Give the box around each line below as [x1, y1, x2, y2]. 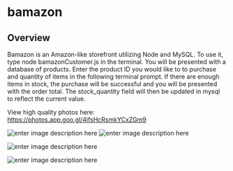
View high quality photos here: [7, 108, 96, 116]
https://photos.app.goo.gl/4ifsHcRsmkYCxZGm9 [7, 115, 146, 124]
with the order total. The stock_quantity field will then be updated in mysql [7, 88, 220, 95]
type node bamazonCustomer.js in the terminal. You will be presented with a [7, 58, 227, 66]
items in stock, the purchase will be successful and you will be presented [7, 80, 218, 88]
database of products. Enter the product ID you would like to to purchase [7, 65, 217, 73]
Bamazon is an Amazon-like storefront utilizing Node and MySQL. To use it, [7, 50, 223, 58]
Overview [7, 32, 51, 44]
